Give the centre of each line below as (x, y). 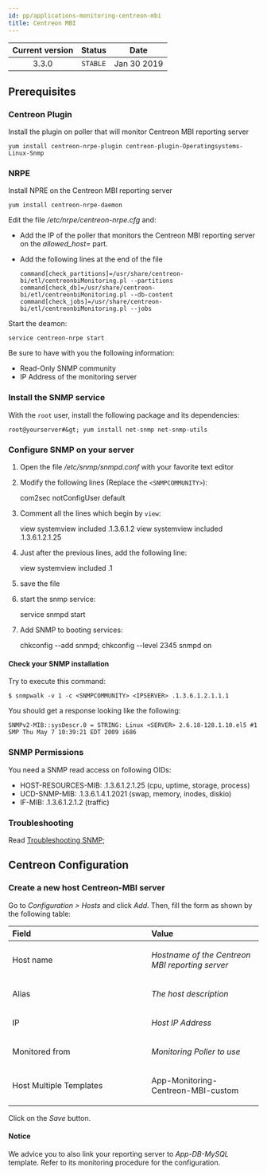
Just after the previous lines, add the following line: (103, 553)
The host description (190, 993)
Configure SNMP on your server (71, 450)
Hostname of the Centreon (201, 955)
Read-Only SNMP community (68, 368)
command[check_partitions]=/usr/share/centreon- (102, 274)
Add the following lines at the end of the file (91, 259)
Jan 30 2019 (139, 63)
